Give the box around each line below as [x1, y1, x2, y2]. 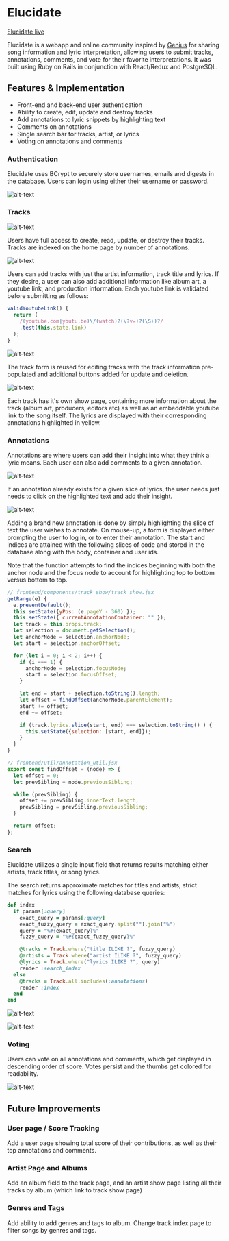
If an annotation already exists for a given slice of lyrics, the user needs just [7, 484, 220, 493]
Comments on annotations [16, 122, 92, 131]
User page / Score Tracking [7, 1123, 100, 1133]
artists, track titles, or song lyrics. [7, 868, 101, 876]
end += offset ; [19, 709, 63, 716]
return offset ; [13, 822, 57, 830]
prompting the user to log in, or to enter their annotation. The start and [7, 533, 205, 541]
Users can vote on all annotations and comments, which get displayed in [7, 1055, 212, 1064]
